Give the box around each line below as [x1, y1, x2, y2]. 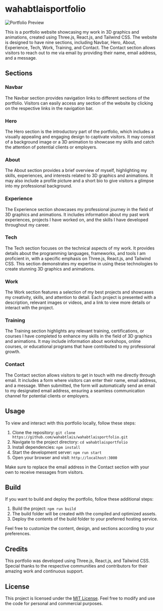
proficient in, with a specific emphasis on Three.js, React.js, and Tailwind [5, 255, 151, 261]
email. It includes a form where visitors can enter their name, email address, [5, 377, 157, 383]
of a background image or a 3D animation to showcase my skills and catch [5, 139, 154, 145]
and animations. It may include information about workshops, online [5, 338, 141, 344]
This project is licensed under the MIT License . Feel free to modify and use [5, 595, 155, 601]
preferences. [5, 531, 31, 537]
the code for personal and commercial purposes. [5, 600, 103, 606]
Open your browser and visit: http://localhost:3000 [12, 454, 118, 460]
